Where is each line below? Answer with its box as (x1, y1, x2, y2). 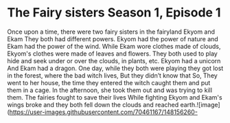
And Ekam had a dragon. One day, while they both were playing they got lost (7, 64, 224, 72)
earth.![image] (180, 100, 221, 109)
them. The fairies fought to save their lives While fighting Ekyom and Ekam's (7, 93, 222, 101)
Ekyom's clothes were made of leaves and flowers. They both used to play (7, 49, 218, 58)
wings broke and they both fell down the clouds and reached (7, 100, 179, 109)
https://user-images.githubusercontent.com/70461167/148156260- (9, 108, 198, 116)
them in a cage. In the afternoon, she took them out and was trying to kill (7, 86, 213, 94)
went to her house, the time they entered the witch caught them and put (7, 78, 211, 87)
